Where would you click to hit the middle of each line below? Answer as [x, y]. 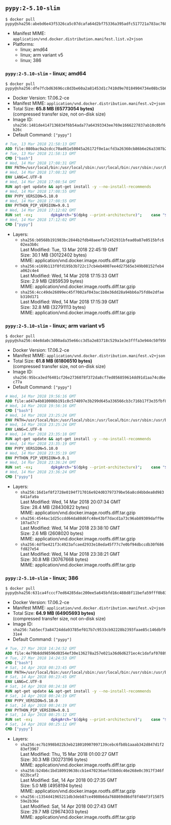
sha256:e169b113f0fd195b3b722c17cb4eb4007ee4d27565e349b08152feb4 [92, 266]
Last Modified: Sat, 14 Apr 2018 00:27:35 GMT [69, 780]
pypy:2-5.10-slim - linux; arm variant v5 [55, 326]
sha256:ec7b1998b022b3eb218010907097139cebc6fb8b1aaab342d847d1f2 [92, 745]
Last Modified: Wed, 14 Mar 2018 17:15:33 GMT [69, 275]
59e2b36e [30, 801]
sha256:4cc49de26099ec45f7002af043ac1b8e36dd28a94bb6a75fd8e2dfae [92, 292]
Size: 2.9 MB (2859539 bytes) [52, 281]
